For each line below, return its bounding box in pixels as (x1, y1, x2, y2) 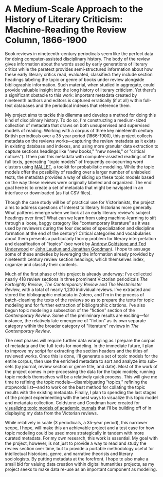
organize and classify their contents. (5, 261, 78, 267)
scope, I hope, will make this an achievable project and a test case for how (5, 425, 155, 431)
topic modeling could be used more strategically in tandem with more (5, 430, 145, 436)
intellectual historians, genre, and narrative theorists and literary (5, 451, 133, 456)
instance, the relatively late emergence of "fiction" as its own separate (5, 317, 146, 323)
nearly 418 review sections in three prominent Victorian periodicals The (5, 276, 148, 282)
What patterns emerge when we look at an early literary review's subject (5, 209, 151, 215)
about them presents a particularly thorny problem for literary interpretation (5, 235, 157, 241)
